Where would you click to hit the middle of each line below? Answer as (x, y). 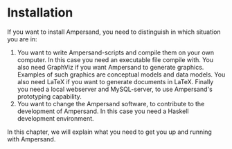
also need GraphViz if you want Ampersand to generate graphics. (110, 67)
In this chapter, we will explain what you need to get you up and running (110, 132)
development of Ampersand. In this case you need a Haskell (103, 111)
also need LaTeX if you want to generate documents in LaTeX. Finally (115, 81)
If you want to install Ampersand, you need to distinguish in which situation (114, 32)
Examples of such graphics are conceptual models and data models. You (121, 74)
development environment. (56, 118)
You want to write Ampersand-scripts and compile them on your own (116, 52)
